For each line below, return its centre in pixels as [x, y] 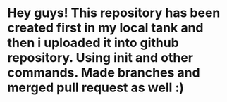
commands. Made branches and [104, 73]
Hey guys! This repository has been [114, 13]
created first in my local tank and [105, 28]
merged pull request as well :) [96, 88]
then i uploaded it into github [93, 43]
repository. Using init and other [100, 58]
